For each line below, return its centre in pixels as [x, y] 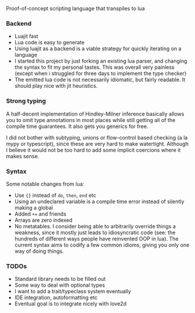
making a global [34, 207]
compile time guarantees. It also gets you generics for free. [77, 126]
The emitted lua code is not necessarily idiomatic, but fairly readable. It [100, 80]
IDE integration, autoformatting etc [56, 298]
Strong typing [26, 101]
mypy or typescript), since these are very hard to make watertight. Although [97, 144]
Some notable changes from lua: [45, 184]
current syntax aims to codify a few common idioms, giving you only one [102, 245]
